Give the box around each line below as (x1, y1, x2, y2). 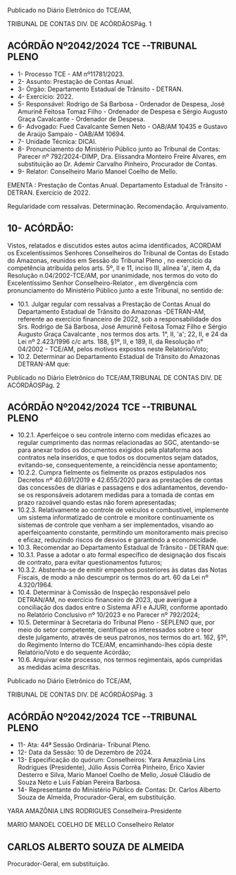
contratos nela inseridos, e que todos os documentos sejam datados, (17, 453, 218, 462)
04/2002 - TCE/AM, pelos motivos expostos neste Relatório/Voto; (17, 345, 209, 353)
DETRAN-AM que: (17, 360, 70, 368)
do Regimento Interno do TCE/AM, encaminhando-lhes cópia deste (17, 641, 213, 649)
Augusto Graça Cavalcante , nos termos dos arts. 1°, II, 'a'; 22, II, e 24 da (17, 329, 228, 338)
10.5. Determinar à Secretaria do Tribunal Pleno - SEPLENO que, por (17, 618, 216, 627)
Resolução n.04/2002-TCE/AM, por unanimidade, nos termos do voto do (7, 271, 218, 279)
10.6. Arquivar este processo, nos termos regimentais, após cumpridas (17, 656, 223, 664)
